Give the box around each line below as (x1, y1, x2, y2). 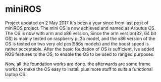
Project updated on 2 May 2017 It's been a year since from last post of (5, 20, 149, 26)
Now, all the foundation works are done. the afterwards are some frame (5, 61, 151, 67)
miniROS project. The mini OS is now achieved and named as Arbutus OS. (5, 25, 156, 31)
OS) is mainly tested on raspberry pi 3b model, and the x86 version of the (5, 36, 156, 41)
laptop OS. (5, 71, 27, 77)
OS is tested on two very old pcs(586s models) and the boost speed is (5, 41, 149, 46)
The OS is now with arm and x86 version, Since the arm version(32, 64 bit (5, 30, 156, 36)
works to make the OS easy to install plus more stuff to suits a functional (5, 66, 153, 72)
